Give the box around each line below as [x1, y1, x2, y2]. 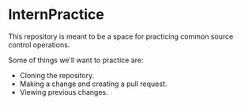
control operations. [8, 39, 70, 49]
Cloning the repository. [19, 70, 95, 80]
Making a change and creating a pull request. [19, 79, 168, 88]
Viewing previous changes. [19, 87, 108, 96]
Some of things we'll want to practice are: [8, 55, 144, 65]
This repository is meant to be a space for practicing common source [8, 32, 234, 41]
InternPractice [8, 6, 104, 24]
